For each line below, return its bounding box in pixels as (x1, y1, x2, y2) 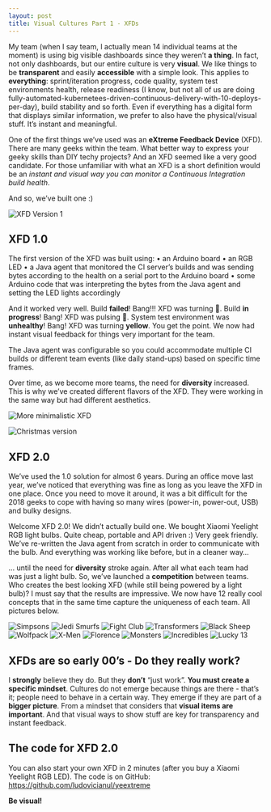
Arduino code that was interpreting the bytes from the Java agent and (8, 280, 241, 290)
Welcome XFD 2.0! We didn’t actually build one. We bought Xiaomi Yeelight (8, 522, 259, 531)
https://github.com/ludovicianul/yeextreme (8, 780, 151, 789)
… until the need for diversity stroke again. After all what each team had (8, 563, 249, 573)
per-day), (8, 102, 40, 112)
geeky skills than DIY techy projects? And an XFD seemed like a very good (8, 151, 257, 162)
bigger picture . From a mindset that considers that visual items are (8, 700, 234, 710)
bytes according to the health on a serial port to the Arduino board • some (8, 271, 256, 281)
